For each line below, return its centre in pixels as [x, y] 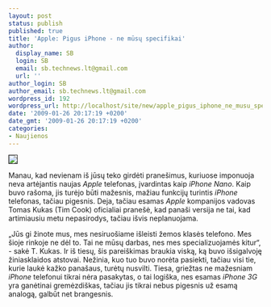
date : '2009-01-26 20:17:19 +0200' [68, 114]
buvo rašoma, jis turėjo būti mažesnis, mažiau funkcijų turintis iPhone [123, 192]
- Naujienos [28, 136]
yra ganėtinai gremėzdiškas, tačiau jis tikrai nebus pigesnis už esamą [123, 285]
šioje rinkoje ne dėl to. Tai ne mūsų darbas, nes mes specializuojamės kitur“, [135, 242]
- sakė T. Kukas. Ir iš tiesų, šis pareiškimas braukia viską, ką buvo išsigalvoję [135, 250]
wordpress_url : [34, 106]
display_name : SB [45, 53]
